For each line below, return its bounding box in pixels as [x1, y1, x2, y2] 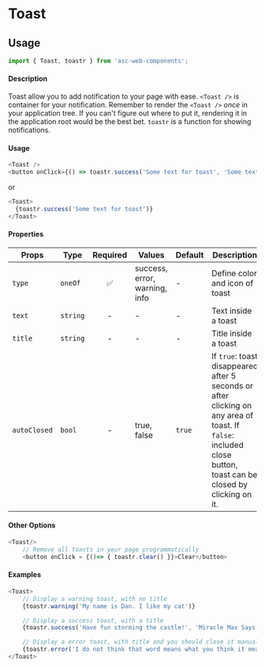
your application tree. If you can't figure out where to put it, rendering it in [8, 108, 248, 118]
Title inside [211, 328, 252, 339]
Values [137, 250, 165, 261]
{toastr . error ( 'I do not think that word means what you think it [22, 645, 245, 654]
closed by [211, 478, 248, 490]
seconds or [211, 380, 254, 391]
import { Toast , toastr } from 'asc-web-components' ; [8, 57, 189, 65]
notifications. [8, 126, 51, 135]
